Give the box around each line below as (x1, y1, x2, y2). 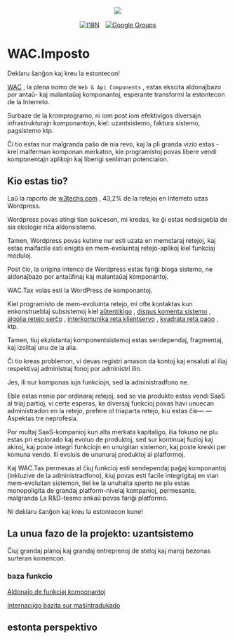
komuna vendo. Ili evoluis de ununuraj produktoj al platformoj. (7, 450, 186, 458)
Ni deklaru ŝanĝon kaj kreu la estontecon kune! (7, 507, 144, 515)
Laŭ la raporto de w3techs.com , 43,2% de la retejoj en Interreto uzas (7, 194, 208, 202)
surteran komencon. (7, 553, 66, 563)
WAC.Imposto (7, 46, 90, 62)
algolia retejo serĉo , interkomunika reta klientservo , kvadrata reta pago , (7, 314, 219, 323)
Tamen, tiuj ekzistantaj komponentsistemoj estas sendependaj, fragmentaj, (7, 335, 224, 344)
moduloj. (7, 251, 33, 260)
